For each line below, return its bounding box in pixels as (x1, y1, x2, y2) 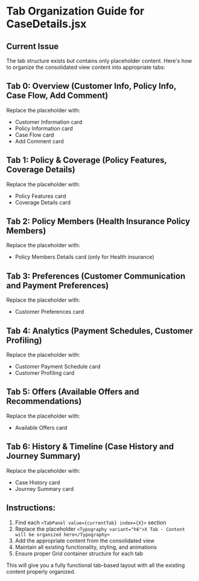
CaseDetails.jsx (6, 17, 87, 31)
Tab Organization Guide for (6, 4, 145, 18)
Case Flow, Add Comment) (6, 91, 109, 101)
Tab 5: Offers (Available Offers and (6, 387, 139, 397)
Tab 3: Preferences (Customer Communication (6, 271, 186, 281)
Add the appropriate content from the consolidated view (14, 537, 155, 544)
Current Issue (6, 41, 59, 51)
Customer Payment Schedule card (14, 363, 101, 370)
